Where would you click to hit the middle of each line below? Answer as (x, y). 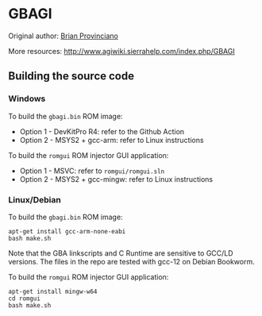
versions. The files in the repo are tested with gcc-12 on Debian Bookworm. (132, 261)
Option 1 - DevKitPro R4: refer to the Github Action (102, 131)
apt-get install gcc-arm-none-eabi (67, 231)
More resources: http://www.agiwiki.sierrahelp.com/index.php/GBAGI (122, 51)
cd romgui (25, 299)
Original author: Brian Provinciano (64, 36)
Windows (27, 98)
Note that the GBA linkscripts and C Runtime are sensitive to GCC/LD (121, 253)
